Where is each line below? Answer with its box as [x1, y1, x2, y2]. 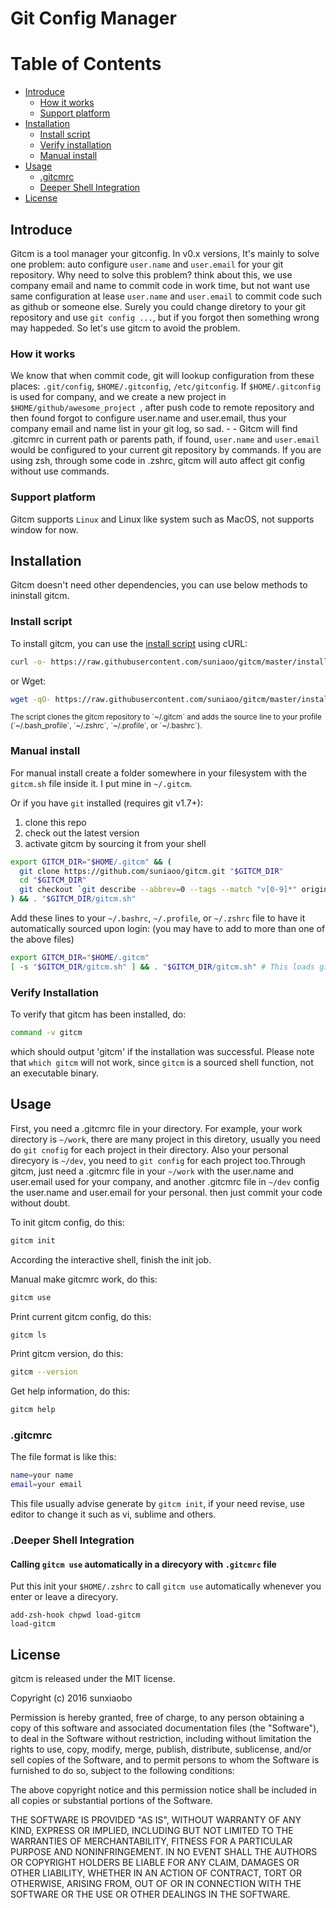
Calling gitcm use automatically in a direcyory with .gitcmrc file [10, 1558, 277, 1570]
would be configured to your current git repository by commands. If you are [10, 444, 322, 456]
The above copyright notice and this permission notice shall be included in [10, 1784, 317, 1796]
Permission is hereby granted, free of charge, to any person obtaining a [10, 1712, 305, 1724]
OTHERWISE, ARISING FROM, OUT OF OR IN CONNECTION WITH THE [10, 1878, 302, 1890]
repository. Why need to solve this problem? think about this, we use [10, 268, 293, 281]
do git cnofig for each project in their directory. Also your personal [10, 1143, 289, 1156]
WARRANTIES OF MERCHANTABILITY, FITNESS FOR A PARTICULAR [10, 1835, 293, 1847]
